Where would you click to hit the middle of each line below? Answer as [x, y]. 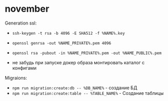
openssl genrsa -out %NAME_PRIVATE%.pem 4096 [61, 43]
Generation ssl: [21, 23]
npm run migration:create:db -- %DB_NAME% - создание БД [75, 88]
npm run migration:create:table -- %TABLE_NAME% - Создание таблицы [88, 93]
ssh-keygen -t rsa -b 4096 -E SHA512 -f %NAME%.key [68, 33]
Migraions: [16, 78]
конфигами [24, 68]
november [27, 9]
